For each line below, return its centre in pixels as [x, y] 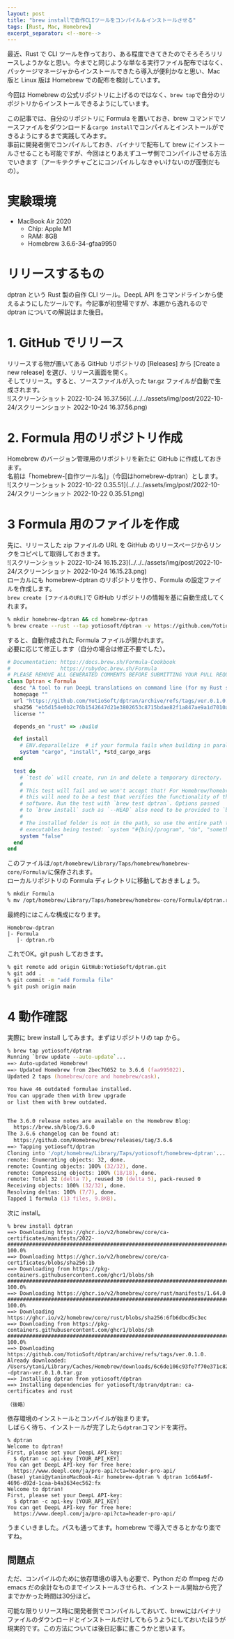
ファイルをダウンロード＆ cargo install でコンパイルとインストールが [119, 127]
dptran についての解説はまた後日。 [57, 312]
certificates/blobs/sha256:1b [51, 1263]
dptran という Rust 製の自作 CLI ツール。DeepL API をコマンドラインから [112, 295]
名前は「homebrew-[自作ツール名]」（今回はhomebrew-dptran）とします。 [114, 476]
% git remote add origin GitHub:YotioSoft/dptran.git [87, 967]
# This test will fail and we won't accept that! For [99, 791]
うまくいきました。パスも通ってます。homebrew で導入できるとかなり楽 [111, 1527]
